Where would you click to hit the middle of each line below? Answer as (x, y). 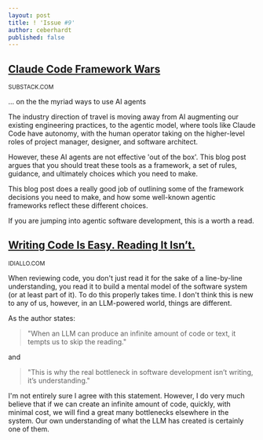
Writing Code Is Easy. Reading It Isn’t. (102, 245)
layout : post (29, 15)
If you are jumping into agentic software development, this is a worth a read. (131, 221)
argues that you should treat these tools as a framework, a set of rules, (122, 165)
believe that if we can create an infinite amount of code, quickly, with (120, 404)
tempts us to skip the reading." (77, 341)
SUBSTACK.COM (31, 87)
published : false (37, 37)
